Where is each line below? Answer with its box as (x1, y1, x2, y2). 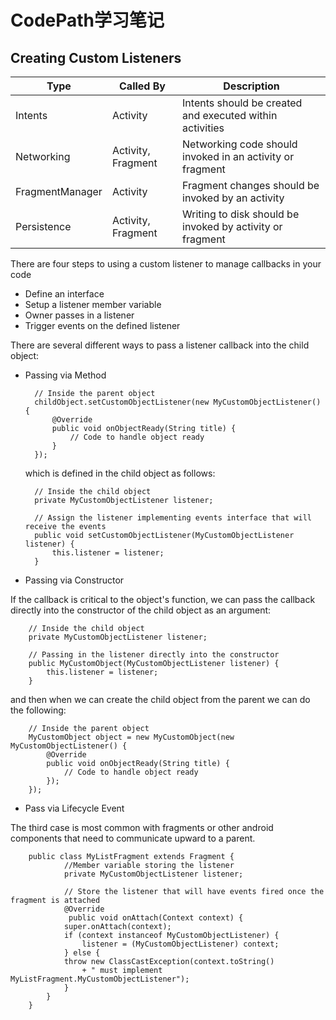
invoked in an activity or (182, 150, 295, 163)
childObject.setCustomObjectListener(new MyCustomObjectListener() (34, 397, 322, 407)
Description (223, 79, 280, 93)
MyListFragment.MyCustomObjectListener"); (10, 974, 190, 984)
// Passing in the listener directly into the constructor (28, 650, 280, 660)
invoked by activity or (182, 220, 283, 233)
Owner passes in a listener (24, 309, 135, 321)
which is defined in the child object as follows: (24, 467, 216, 479)
